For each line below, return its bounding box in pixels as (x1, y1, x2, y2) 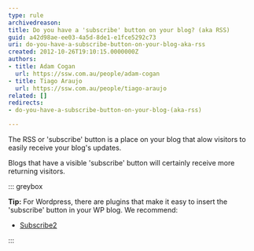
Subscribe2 (19, 220, 57, 230)
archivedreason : (8, 19, 61, 27)
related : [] (8, 92, 47, 100)
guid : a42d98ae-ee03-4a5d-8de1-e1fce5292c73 (8, 33, 156, 42)
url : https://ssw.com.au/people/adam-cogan (15, 70, 160, 78)
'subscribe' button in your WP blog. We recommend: (8, 206, 179, 214)
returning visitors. (8, 166, 65, 176)
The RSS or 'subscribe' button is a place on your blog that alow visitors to (8, 135, 246, 144)
